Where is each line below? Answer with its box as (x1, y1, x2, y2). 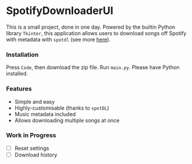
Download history (14, 151, 57, 158)
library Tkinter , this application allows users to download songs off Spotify (6, 29, 187, 36)
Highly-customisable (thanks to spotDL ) (14, 104, 109, 111)
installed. (6, 70, 28, 77)
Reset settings (14, 145, 50, 152)
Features (6, 85, 32, 93)
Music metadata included (14, 110, 76, 118)
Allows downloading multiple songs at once (14, 117, 120, 124)
